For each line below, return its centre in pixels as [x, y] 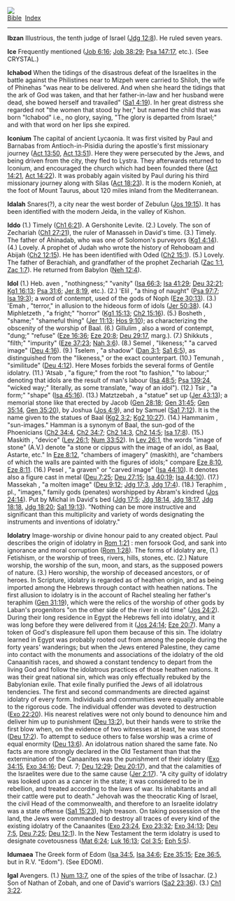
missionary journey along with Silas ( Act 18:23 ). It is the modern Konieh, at [114, 183]
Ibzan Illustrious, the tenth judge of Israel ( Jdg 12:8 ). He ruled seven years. [115, 38]
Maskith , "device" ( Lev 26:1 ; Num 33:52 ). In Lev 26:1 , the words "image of [115, 440]
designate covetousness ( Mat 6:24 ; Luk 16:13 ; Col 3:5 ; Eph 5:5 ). [99, 841]
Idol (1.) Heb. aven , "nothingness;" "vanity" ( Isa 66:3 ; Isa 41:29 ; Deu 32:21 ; [115, 283]
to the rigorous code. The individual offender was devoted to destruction [112, 707]
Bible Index [24, 18]
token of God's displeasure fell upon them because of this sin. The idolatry [115, 632]
